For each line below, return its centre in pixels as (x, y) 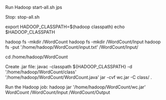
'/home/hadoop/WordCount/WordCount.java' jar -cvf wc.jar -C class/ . (79, 77)
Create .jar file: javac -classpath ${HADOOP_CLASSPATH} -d (69, 67)
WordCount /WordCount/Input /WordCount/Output (58, 92)
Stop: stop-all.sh (22, 17)
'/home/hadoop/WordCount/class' (41, 72)
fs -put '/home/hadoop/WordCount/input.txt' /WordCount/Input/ (72, 47)
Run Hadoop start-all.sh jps (34, 7)
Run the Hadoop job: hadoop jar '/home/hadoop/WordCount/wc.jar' (75, 87)
